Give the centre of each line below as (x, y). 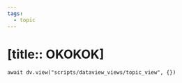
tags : (15, 13)
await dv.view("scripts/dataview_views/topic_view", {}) (92, 73)
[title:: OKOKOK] (56, 54)
